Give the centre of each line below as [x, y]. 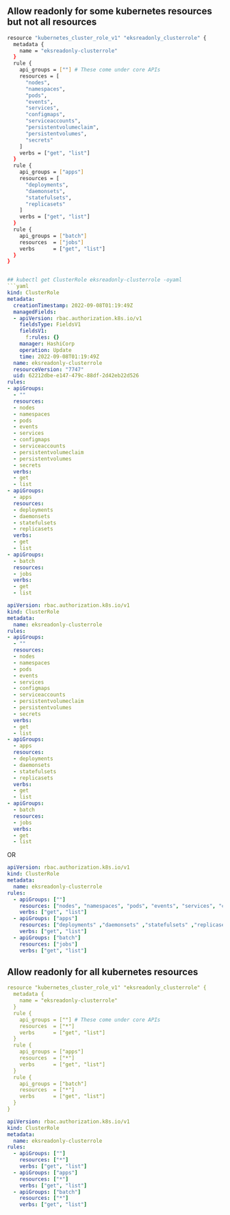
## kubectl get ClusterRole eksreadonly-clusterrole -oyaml [95, 280]
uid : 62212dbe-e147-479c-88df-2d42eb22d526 [76, 376]
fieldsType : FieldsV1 [50, 325]
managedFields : [35, 312]
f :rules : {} [42, 337]
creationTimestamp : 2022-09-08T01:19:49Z [73, 305]
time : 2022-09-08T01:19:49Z [59, 357]
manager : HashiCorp [47, 344]
